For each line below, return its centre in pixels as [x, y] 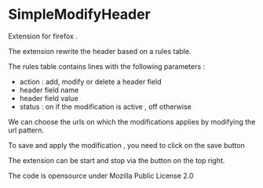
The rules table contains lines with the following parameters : [107, 66]
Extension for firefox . [43, 36]
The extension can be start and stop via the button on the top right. [117, 160]
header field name [49, 90]
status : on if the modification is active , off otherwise [106, 107]
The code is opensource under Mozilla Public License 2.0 [101, 175]
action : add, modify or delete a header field [91, 81]
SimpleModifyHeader [79, 14]
